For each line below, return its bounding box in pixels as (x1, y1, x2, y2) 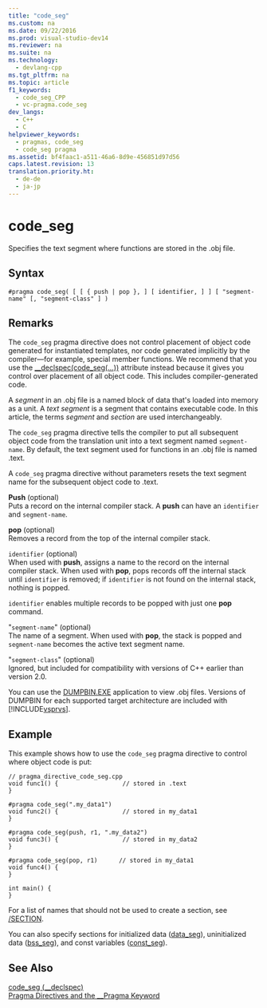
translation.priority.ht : (8, 168, 94, 176)
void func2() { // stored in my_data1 (8, 808, 198, 816)
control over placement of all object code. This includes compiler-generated (8, 371, 258, 381)
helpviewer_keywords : (8, 130, 80, 138)
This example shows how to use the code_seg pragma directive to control (8, 748, 247, 759)
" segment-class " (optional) (8, 655, 95, 665)
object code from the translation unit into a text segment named (8, 436, 218, 446)
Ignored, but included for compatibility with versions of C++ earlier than (8, 664, 245, 673)
